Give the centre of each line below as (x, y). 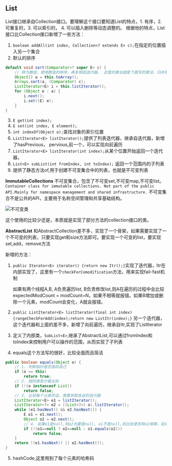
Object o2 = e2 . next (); (49, 419)
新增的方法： (19, 254)
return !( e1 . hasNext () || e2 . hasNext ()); (59, 443)
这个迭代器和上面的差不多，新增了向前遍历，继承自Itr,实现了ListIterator (87, 324)
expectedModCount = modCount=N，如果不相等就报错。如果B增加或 (86, 295)
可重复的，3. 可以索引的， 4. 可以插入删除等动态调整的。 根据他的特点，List (85, 28)
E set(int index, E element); (45, 126)
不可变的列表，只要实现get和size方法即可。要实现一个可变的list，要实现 (85, 237)
